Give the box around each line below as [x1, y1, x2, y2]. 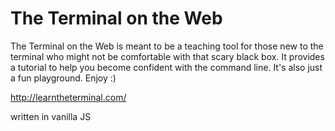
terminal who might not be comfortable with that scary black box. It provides [10, 50, 325, 62]
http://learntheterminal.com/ [10, 91, 127, 103]
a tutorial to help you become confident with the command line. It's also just [10, 61, 323, 73]
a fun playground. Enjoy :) [10, 72, 117, 84]
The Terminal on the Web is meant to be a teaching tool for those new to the [10, 40, 324, 52]
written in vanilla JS [10, 110, 92, 122]
